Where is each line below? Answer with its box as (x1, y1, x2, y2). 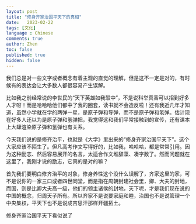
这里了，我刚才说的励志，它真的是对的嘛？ (6, 157, 108, 164)
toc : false (6, 47, 33, 53)
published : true (6, 52, 45, 58)
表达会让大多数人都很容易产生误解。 (21, 81, 108, 88)
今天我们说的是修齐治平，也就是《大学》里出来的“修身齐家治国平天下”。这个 (6, 136, 190, 143)
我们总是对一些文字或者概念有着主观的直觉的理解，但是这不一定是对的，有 (6, 74, 185, 81)
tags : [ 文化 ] (6, 25, 36, 31)
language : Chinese (6, 30, 54, 36)
